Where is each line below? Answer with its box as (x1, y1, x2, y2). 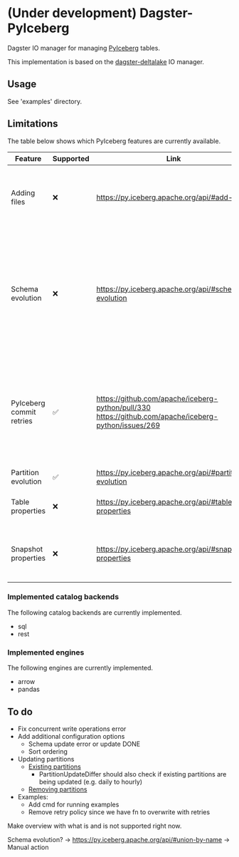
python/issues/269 (96, 420, 161, 430)
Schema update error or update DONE (28, 739, 141, 748)
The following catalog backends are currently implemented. (7, 608, 182, 617)
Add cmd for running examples (28, 800, 119, 809)
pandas (17, 685, 41, 694)
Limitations (7, 118, 58, 130)
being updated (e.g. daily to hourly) (38, 777, 143, 786)
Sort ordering (28, 747, 68, 756)
